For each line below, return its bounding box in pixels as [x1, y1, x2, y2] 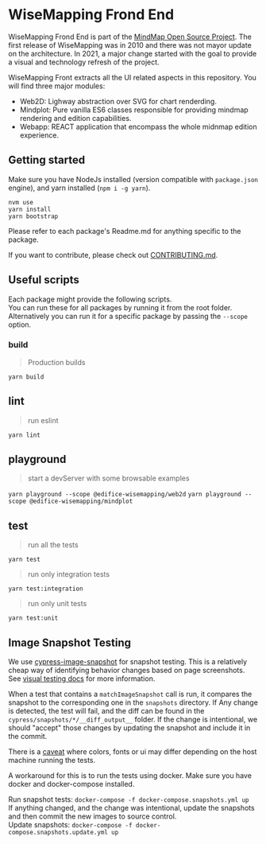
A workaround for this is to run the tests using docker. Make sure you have [8, 771, 253, 780]
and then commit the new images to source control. [8, 811, 177, 821]
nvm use [8, 198, 34, 206]
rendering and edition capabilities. [19, 113, 132, 123]
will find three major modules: [8, 81, 106, 91]
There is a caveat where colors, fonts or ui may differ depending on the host [8, 747, 257, 756]
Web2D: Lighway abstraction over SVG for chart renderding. [19, 96, 217, 106]
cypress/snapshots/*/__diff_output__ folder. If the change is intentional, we [8, 714, 258, 725]
